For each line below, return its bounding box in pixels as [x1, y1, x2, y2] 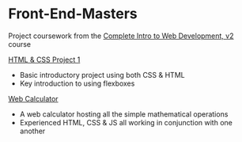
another [19, 126, 46, 136]
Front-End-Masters [8, 5, 138, 23]
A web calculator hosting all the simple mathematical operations [19, 109, 229, 119]
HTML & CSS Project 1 [8, 55, 81, 64]
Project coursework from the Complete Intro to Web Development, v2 [8, 31, 234, 40]
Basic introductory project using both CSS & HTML [19, 70, 185, 79]
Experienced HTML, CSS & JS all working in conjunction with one [19, 117, 233, 127]
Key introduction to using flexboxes [19, 79, 135, 88]
